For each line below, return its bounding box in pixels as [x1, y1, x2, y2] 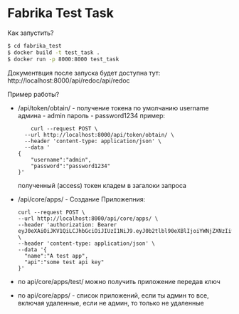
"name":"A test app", [24, 252, 89, 259]
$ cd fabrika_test [7, 42, 62, 49]
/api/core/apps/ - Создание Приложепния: [17, 194, 146, 204]
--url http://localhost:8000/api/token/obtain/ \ [24, 131, 174, 138]
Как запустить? [7, 28, 54, 37]
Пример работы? [7, 90, 60, 98]
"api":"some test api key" [24, 258, 105, 266]
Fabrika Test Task [7, 5, 114, 21]
